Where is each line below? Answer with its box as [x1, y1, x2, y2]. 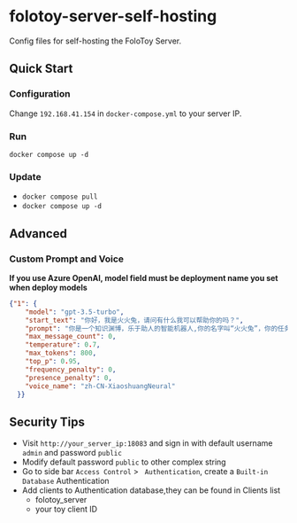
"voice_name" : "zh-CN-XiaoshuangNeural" [25, 381, 176, 391]
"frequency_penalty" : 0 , [25, 365, 117, 374]
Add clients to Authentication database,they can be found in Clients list [21, 485, 281, 496]
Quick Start [9, 61, 73, 76]
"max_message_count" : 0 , [25, 332, 117, 341]
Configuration [9, 88, 71, 100]
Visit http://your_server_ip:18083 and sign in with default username [21, 438, 273, 449]
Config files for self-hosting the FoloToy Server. [9, 35, 182, 46]
